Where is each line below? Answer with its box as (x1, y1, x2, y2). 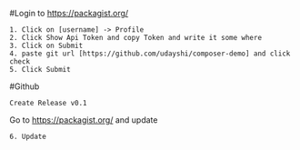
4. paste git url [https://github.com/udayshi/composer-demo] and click (9, 49, 291, 58)
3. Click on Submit (9, 41, 84, 50)
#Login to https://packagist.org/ (9, 8, 129, 18)
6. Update (9, 132, 47, 141)
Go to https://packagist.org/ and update (9, 115, 158, 125)
